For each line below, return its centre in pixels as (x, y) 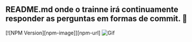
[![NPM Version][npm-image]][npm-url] (53, 33)
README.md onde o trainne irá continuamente (92, 10)
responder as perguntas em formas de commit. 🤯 (97, 19)
